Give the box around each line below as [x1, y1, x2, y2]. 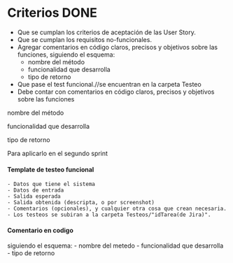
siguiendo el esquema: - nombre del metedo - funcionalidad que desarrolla [7, 241, 224, 250]
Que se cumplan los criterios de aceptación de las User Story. [17, 28, 196, 36]
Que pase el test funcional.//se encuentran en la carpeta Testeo [17, 80, 202, 88]
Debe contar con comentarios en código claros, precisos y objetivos [17, 87, 215, 96]
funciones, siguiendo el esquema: [17, 50, 115, 59]
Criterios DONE [7, 5, 98, 21]
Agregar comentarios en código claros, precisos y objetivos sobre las [17, 43, 218, 51]
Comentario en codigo [7, 226, 73, 234]
